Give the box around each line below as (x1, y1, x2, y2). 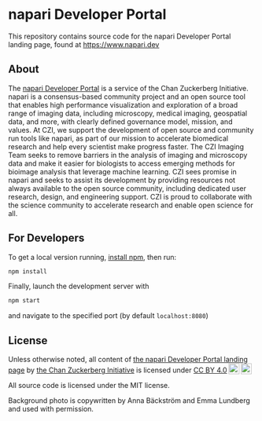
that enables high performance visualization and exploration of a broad (8, 100, 238, 109)
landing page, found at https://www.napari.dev (8, 39, 160, 49)
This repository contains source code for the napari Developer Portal (8, 31, 231, 41)
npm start (8, 297, 41, 305)
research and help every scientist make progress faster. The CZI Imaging (8, 141, 245, 151)
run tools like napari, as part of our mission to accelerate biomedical (8, 134, 229, 143)
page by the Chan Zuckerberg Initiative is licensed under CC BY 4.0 (8, 365, 227, 375)
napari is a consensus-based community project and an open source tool (8, 92, 246, 101)
